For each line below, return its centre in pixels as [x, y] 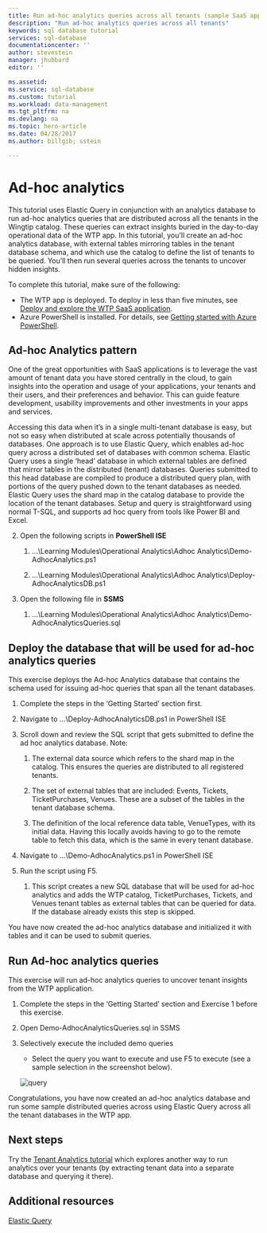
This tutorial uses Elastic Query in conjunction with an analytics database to [132, 210]
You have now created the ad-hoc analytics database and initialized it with [130, 927]
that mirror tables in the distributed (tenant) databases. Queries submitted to [133, 469]
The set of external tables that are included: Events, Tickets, [130, 791]
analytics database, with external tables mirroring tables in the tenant [122, 243]
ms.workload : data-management [58, 104]
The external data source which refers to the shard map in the [133, 759]
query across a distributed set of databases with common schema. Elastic [129, 453]
